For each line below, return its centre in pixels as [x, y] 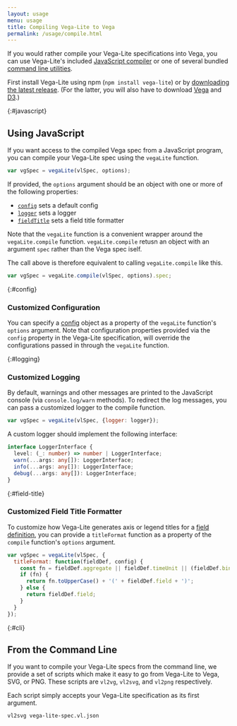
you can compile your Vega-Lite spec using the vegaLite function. [103, 158]
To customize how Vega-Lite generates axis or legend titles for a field [108, 527]
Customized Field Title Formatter [65, 511]
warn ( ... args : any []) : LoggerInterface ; [74, 460]
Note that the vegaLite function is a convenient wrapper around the [105, 234]
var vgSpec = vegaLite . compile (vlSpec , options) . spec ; [90, 275]
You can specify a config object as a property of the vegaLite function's [112, 323]
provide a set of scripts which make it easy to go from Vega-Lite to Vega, [114, 674]
